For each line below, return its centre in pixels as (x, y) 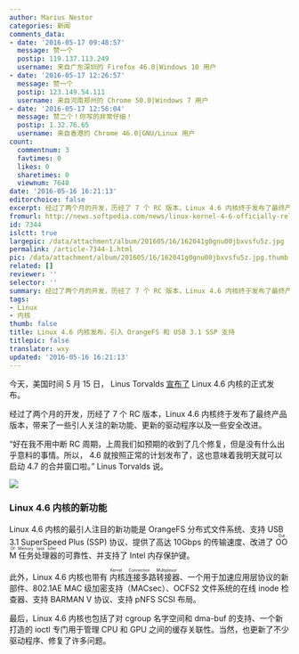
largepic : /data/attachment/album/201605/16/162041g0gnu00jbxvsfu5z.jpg (147, 241)
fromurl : (25, 216)
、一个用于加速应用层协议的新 (234, 576)
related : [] (31, 266)
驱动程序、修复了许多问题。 (60, 640)
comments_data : (37, 34)
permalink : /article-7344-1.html (71, 249)
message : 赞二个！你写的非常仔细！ (75, 117)
